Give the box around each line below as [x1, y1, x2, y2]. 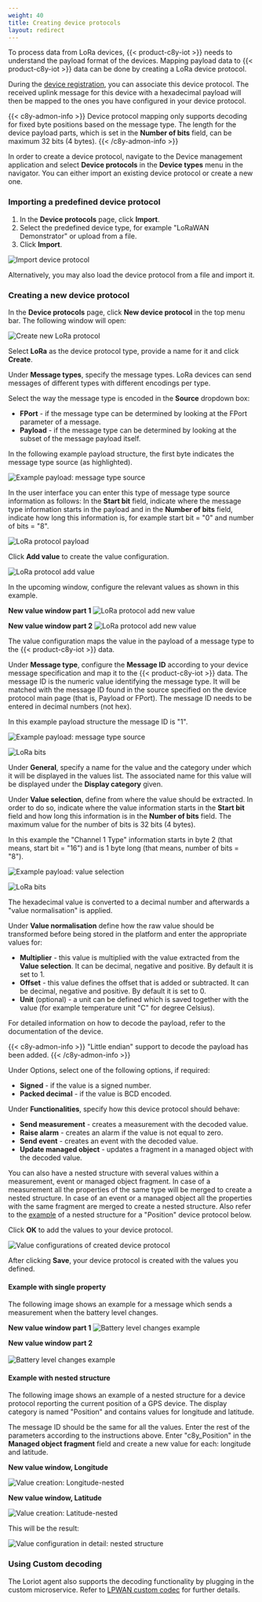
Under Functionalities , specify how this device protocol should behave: [8, 1104, 241, 1114]
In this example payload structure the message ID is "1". [8, 716, 188, 726]
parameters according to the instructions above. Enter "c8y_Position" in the [8, 1431, 252, 1440]
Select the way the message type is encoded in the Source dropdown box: [8, 393, 250, 403]
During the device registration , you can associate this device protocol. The [8, 79, 249, 89]
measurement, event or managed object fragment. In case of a [8, 1177, 211, 1186]
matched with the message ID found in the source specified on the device [8, 685, 247, 694]
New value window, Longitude [8, 1463, 108, 1472]
